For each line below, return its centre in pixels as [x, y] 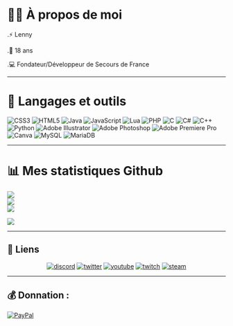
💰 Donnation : [38, 295]
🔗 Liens [23, 250]
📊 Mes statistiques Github [85, 171]
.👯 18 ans [20, 50]
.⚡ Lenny [20, 34]
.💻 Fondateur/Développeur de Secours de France [78, 64]
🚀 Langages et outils [67, 101]
